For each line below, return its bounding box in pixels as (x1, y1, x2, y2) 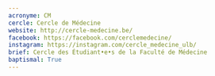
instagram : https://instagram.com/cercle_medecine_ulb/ (8, 41, 197, 49)
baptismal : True (8, 56, 62, 64)
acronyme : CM (8, 11, 52, 20)
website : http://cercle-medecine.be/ (8, 26, 133, 34)
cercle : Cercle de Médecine (8, 19, 102, 27)
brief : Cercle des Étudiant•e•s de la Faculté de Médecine (8, 48, 208, 56)
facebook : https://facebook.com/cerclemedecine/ (8, 33, 172, 42)
